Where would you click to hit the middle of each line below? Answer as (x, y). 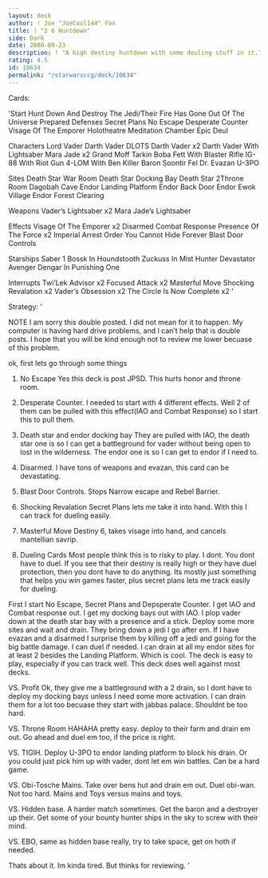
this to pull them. (47, 419)
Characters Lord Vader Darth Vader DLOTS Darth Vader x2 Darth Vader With (134, 145)
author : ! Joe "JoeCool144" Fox (62, 23)
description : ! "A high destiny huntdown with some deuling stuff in (126, 53)
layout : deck (30, 16)
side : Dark (26, 38)
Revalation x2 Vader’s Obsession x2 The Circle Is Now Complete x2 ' (121, 291)
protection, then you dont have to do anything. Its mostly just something (138, 571)
